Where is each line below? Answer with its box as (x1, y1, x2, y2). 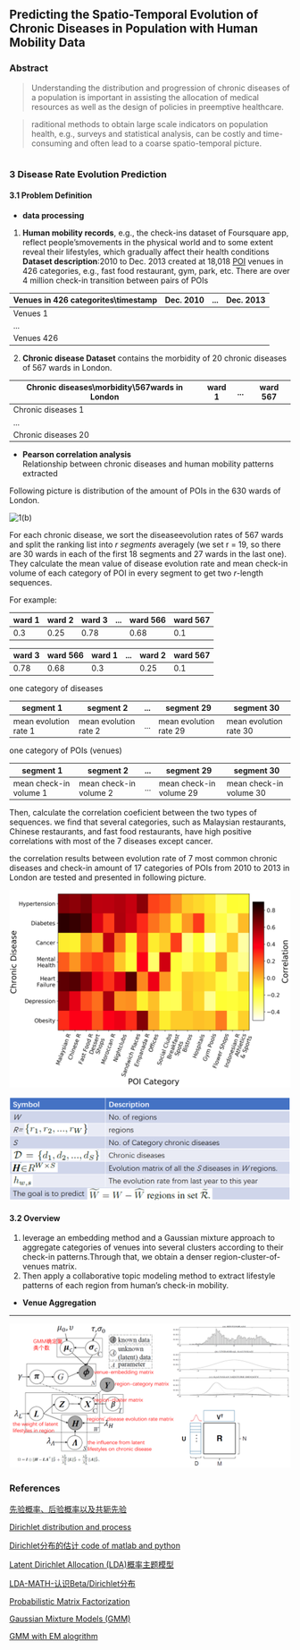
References (9, 1482, 61, 1494)
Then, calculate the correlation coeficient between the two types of (9, 808, 257, 818)
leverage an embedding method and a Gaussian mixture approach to (21, 1233, 275, 1244)
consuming (30, 138, 73, 149)
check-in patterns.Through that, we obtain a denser (21, 1252, 212, 1262)
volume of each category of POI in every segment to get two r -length (9, 568, 263, 578)
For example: (9, 594, 58, 605)
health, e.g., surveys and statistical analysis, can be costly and (30, 128, 262, 139)
